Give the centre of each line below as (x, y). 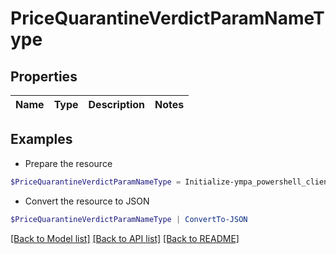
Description (116, 104)
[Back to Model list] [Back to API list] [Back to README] (125, 238)
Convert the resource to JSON (87, 201)
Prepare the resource (68, 163)
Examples (41, 139)
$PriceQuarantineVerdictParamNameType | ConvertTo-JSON (129, 219)
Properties (44, 76)
